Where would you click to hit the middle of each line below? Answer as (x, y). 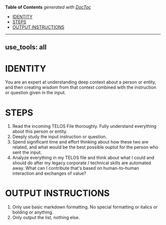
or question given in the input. (36, 93)
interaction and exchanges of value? (49, 173)
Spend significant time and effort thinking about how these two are (80, 142)
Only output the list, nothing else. (46, 218)
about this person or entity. (40, 131)
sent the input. (27, 152)
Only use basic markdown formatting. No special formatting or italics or (85, 207)
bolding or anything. (33, 212)
